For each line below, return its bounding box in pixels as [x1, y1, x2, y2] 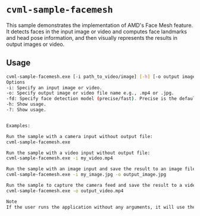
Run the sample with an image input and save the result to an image [6, 166, 183, 172]
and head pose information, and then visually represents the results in [6, 34, 177, 41]
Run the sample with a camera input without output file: [6, 133, 153, 139]
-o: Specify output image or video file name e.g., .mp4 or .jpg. [6, 90, 174, 96]
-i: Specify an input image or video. [6, 84, 102, 90]
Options [6, 79, 26, 85]
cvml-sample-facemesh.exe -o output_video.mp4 [6, 187, 124, 194]
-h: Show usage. [6, 101, 46, 108]
